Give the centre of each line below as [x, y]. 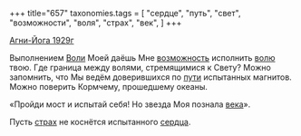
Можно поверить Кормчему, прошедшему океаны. [109, 87]
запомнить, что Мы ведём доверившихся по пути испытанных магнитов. [150, 77]
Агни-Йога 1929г [42, 40]
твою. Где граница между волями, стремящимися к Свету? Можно [141, 68]
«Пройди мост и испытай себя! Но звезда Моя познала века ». [130, 104]
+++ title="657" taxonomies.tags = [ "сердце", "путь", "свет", [125, 13]
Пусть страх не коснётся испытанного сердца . [100, 122]
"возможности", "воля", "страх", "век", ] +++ [96, 23]
